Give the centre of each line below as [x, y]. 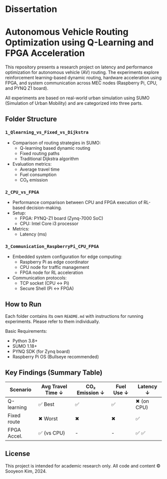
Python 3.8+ [25, 341]
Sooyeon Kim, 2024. [26, 471]
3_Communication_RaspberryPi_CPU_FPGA [52, 246]
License [18, 454]
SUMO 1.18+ [25, 346]
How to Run [23, 304]
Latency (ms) [33, 234]
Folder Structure [31, 119]
